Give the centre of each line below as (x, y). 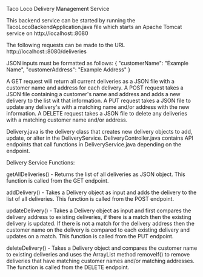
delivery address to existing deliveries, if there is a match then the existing (99, 217)
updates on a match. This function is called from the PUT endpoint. (90, 236)
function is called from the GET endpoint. (58, 181)
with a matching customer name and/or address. (67, 120)
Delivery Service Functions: (41, 162)
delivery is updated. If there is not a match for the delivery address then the (101, 223)
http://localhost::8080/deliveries (46, 51)
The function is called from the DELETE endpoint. (68, 267)
